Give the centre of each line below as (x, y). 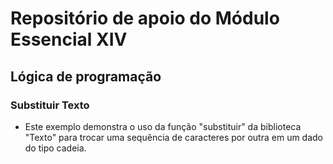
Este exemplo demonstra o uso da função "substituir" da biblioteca (163, 126)
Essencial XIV (69, 39)
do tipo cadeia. (55, 148)
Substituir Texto (50, 105)
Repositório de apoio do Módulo (145, 18)
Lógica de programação (86, 76)
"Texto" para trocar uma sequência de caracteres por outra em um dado (174, 137)
